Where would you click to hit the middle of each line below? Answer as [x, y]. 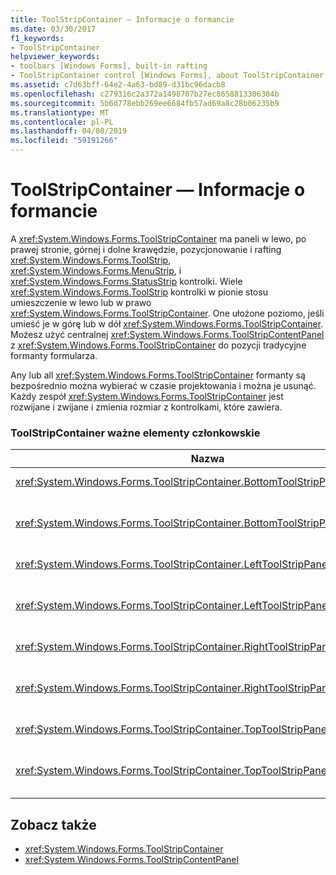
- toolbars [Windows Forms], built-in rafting [109, 66]
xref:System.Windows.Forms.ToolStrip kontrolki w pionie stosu [139, 292]
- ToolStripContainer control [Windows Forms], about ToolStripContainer [167, 76]
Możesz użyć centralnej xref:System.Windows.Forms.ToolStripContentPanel [167, 334]
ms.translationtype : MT [60, 112]
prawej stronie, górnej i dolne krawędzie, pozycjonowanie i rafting [146, 249]
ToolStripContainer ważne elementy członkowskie [135, 433]
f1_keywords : [37, 38]
